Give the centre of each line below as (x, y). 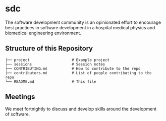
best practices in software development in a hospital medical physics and (80, 27)
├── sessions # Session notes (55, 64)
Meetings (20, 97)
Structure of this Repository (49, 48)
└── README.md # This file (51, 82)
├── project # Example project (57, 60)
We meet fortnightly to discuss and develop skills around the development (81, 109)
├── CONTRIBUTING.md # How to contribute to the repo (73, 68)
